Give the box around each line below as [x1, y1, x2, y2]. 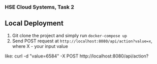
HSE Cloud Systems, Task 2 [5, 4, 74, 11]
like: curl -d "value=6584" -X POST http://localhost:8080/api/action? [5, 53, 149, 59]
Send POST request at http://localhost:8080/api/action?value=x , [12, 38, 153, 44]
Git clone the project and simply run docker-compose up [12, 32, 128, 38]
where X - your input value [12, 43, 68, 49]
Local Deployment [5, 19, 64, 28]
